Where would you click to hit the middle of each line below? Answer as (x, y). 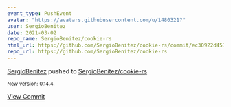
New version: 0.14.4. (31, 84)
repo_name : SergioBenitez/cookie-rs (59, 39)
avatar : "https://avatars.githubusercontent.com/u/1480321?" (97, 20)
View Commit (26, 96)
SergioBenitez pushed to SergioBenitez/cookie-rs (77, 71)
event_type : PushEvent (40, 13)
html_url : (21, 45)
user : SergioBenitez (37, 26)
